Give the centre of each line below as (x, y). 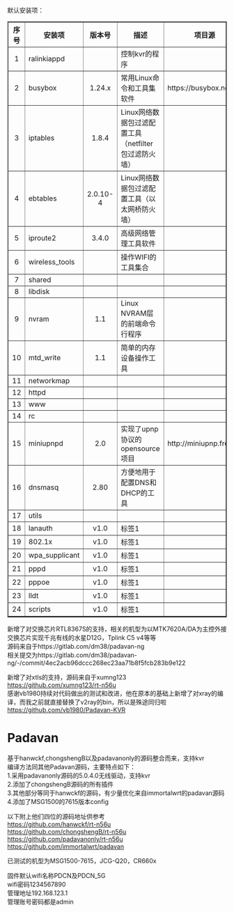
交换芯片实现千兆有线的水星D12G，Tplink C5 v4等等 (82, 638)
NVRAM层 (137, 313)
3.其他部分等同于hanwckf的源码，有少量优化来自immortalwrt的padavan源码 (116, 793)
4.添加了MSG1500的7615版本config (58, 801)
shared (40, 280)
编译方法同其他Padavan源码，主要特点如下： (71, 766)
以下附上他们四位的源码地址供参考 (56, 816)
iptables (41, 138)
